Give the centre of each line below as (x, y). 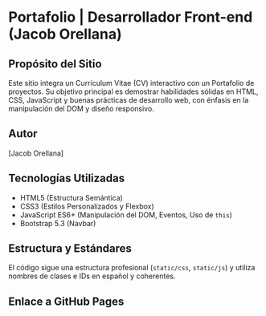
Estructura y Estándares (70, 249)
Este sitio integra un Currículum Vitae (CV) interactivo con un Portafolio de (131, 83)
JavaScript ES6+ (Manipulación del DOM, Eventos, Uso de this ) (126, 215)
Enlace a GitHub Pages (66, 301)
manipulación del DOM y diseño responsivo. (81, 109)
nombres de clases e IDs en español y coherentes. (92, 276)
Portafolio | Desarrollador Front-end (131, 17)
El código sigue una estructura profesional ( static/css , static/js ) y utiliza (132, 268)
